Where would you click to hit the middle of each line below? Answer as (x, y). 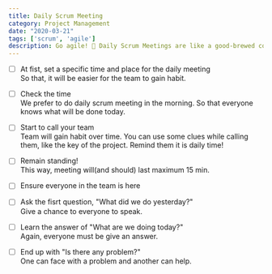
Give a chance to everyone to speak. (81, 211)
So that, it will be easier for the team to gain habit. (103, 79)
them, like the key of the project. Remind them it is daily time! (122, 145)
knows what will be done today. (72, 112)
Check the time (45, 94)
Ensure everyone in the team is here (80, 186)
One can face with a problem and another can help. (106, 261)
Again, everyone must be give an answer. (89, 236)
